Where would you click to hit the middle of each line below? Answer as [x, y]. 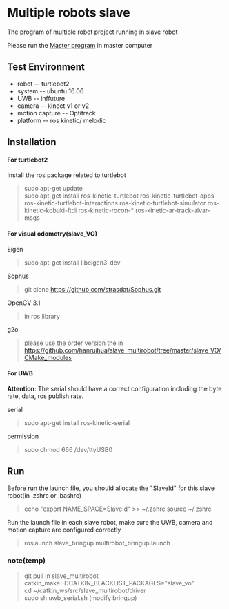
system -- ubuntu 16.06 [50, 91]
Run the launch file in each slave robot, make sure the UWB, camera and [110, 522]
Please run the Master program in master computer [80, 45]
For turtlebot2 [28, 160]
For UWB [20, 373]
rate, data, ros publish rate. [46, 396]
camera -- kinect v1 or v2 [53, 106]
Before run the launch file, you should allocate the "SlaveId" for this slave [111, 488]
